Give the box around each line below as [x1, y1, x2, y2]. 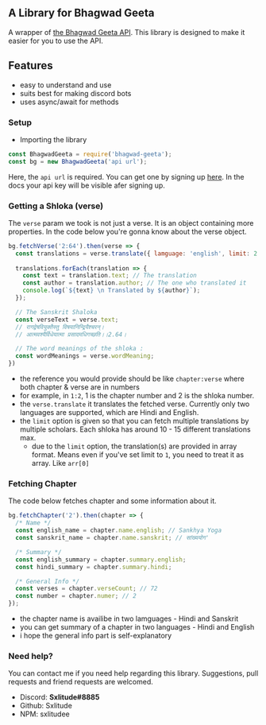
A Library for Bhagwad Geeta [8, 6, 155, 20]
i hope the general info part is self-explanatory [19, 631, 172, 641]
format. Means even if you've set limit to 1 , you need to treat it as [31, 450, 245, 459]
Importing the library [19, 134, 87, 144]
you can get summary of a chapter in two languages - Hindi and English [19, 622, 255, 632]
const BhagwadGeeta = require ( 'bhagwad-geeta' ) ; [8, 150, 172, 158]
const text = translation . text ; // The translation [22, 272, 197, 280]
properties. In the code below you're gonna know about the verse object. [8, 227, 248, 236]
